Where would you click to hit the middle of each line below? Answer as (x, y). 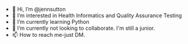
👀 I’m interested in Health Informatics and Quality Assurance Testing (97, 15)
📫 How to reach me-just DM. (49, 35)
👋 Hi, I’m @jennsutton (39, 9)
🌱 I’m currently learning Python (50, 22)
